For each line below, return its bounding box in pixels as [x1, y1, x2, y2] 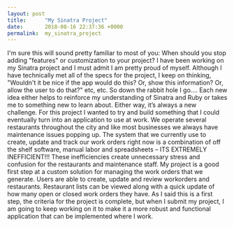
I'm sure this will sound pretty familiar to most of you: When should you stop [7, 49, 227, 57]
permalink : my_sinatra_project [7, 29, 101, 37]
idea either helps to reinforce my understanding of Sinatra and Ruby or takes [7, 94, 228, 102]
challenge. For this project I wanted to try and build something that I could [7, 108, 220, 117]
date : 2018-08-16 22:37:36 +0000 [7, 23, 124, 30]
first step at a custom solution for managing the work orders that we [7, 168, 203, 176]
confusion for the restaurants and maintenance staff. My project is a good [7, 160, 219, 168]
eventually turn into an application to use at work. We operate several [7, 116, 207, 124]
